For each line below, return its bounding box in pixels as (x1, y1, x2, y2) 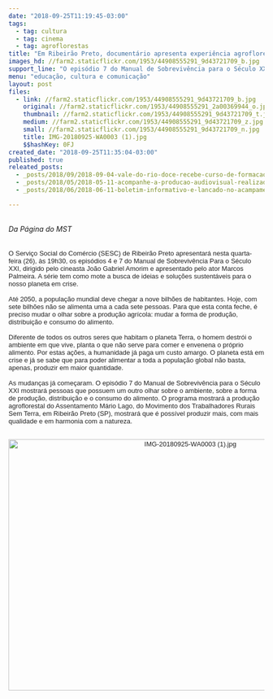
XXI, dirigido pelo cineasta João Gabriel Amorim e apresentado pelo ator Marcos (8, 264, 244, 273)
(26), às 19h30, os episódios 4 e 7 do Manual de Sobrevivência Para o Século (23, 256, 252, 265)
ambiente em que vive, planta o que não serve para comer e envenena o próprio (8, 340, 244, 349)
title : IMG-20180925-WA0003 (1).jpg (23, 133, 148, 141)
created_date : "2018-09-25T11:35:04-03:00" (8, 148, 158, 156)
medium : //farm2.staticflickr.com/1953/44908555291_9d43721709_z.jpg (23, 118, 264, 126)
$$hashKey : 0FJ (23, 140, 75, 149)
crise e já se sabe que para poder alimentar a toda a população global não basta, (8, 356, 246, 365)
